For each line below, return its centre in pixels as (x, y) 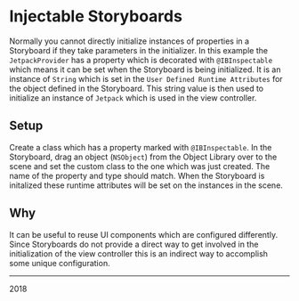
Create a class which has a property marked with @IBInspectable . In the (141, 147)
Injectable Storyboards (96, 16)
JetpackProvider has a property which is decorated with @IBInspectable (141, 60)
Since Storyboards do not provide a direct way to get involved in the (134, 244)
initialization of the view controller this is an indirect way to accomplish (139, 253)
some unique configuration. (60, 263)
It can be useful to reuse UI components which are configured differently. (144, 234)
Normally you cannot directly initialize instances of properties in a (129, 41)
